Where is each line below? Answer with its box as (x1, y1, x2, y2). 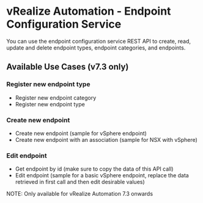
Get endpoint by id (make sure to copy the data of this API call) (15, 165, 174, 172)
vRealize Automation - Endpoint (6, 4, 171, 18)
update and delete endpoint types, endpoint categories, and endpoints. (6, 44, 186, 51)
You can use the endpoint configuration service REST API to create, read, (6, 37, 191, 45)
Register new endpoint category (15, 94, 97, 102)
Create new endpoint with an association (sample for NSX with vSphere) (15, 136, 197, 143)
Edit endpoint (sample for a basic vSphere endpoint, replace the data (15, 172, 190, 179)
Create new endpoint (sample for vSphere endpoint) (15, 130, 147, 137)
